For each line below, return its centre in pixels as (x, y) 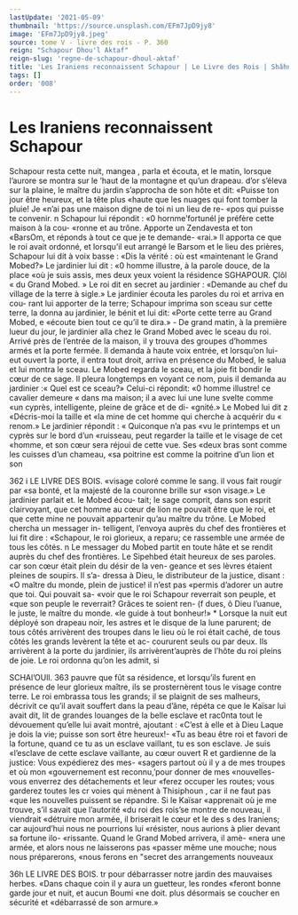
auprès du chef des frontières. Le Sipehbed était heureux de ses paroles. (143, 556)
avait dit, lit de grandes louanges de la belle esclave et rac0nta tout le (136, 715)
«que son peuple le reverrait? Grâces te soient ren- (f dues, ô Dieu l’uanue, (145, 603)
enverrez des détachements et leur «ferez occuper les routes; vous (152, 781)
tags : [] (25, 76)
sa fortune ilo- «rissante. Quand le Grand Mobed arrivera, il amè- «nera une (147, 838)
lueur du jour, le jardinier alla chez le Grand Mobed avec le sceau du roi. (141, 331)
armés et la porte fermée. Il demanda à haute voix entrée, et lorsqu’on (137, 350)
